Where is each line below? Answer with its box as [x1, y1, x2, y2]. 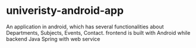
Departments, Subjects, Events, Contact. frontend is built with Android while [6, 29, 191, 36]
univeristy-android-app [6, 4, 124, 17]
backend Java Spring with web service [6, 35, 101, 42]
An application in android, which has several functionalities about [6, 23, 164, 30]
